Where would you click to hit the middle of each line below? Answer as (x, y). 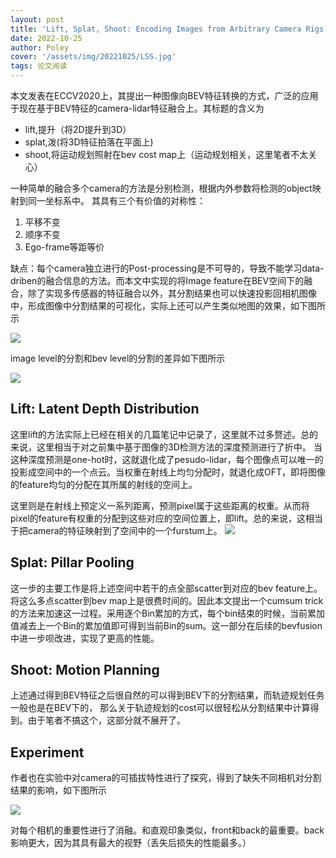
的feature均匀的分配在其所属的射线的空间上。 (104, 484)
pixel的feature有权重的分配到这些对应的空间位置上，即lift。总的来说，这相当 (166, 518)
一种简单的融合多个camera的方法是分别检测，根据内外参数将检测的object (161, 188)
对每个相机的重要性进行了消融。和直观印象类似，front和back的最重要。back (167, 830)
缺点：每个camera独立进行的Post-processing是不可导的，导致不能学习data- (167, 268)
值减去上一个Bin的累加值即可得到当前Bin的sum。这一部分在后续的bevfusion (166, 625)
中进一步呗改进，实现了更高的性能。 (85, 638)
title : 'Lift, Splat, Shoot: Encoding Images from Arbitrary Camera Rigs (167, 29)
